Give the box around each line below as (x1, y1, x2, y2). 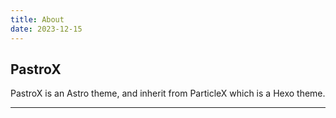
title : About (10, 14, 65, 25)
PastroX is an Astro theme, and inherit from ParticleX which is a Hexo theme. (10, 87, 326, 100)
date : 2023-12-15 (10, 24, 83, 34)
